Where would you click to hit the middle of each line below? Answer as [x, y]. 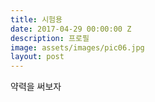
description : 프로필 [50, 38]
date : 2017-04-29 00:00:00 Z [71, 29]
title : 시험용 [36, 19]
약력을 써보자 [36, 87]
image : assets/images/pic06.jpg [77, 47]
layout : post [37, 57]
